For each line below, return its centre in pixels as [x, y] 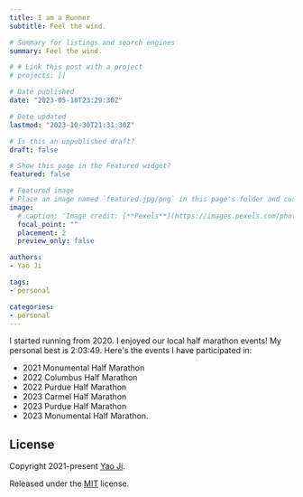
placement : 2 [42, 233]
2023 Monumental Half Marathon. [85, 416]
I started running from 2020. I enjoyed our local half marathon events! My [146, 341]
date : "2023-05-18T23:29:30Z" [66, 100]
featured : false [40, 174]
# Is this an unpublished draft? [72, 141]
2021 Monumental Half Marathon [83, 368]
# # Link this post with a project [76, 67]
